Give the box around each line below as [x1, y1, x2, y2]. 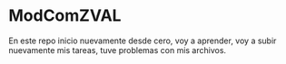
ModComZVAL [8, 5, 122, 26]
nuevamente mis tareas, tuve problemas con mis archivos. [8, 44, 227, 55]
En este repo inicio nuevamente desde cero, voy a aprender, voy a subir [8, 35, 277, 46]
